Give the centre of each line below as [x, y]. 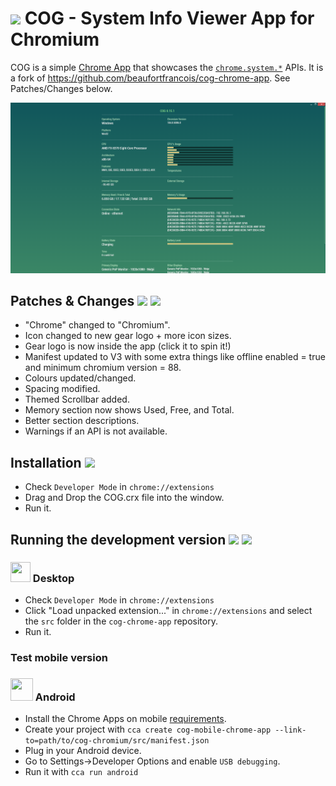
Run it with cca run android [81, 772]
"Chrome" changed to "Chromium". [97, 325]
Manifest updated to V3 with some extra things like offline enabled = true [175, 357]
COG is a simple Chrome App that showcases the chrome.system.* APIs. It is [167, 67]
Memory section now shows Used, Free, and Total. [129, 410]
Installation [46, 462]
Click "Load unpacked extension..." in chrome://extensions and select [168, 610]
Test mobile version [59, 657]
